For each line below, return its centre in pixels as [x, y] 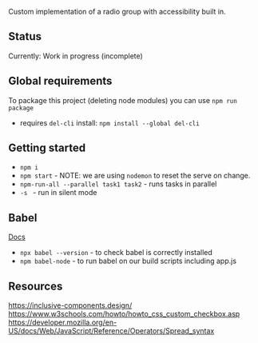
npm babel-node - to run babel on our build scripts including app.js [128, 261]
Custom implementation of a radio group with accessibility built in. [117, 12]
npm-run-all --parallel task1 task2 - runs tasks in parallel [118, 184]
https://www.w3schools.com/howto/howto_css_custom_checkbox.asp [124, 314]
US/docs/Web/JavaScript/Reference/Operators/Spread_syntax [111, 331]
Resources [36, 286]
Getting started [47, 148]
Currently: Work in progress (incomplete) [76, 56]
